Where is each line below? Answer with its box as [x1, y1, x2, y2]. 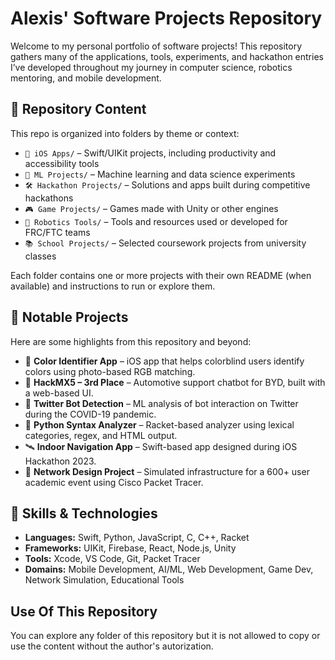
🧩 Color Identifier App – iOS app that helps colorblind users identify [24, 355, 305, 367]
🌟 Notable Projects [10, 309, 129, 326]
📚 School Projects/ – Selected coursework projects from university [24, 237, 307, 249]
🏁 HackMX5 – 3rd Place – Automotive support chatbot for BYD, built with [24, 376, 326, 388]
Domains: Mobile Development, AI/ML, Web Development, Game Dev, [24, 563, 314, 576]
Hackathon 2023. [24, 455, 97, 467]
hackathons [24, 192, 74, 204]
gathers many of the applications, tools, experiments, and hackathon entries [10, 50, 324, 62]
